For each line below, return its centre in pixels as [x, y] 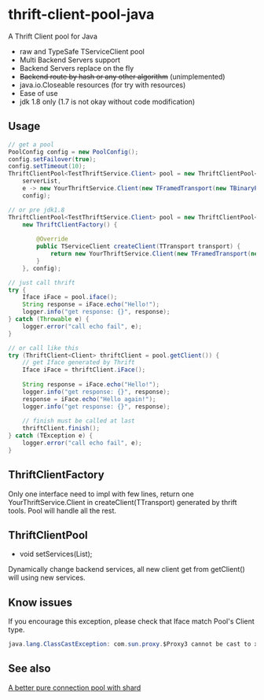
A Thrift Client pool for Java [53, 36]
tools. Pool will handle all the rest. [62, 510]
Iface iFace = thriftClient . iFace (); [84, 370]
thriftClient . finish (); [61, 429]
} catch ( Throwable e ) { [49, 319]
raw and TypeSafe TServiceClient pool [82, 51]
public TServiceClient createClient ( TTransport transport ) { [139, 247]
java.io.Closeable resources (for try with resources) [103, 85]
